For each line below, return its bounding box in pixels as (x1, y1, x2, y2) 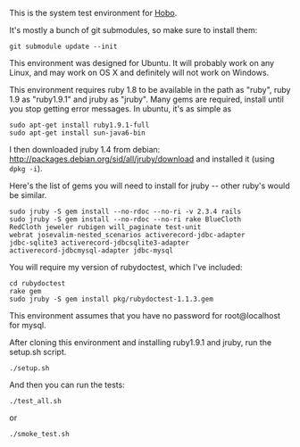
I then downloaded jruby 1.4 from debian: (9, 145, 161, 154)
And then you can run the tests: (9, 379, 125, 390)
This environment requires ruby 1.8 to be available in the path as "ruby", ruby (9, 85, 291, 95)
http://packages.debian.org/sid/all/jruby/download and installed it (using (9, 153, 275, 164)
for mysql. (9, 320, 46, 330)
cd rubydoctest (9, 279, 66, 288)
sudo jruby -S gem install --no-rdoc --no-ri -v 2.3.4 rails (9, 207, 242, 216)
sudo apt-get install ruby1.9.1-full (9, 120, 150, 129)
